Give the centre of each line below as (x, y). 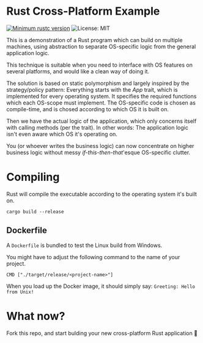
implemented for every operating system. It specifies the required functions (102, 96)
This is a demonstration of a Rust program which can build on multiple (94, 40)
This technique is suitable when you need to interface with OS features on (99, 65)
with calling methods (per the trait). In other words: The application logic (97, 127)
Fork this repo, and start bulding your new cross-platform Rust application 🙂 (102, 333)
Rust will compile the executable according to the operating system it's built (102, 194)
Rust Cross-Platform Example (83, 11)
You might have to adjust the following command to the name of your (93, 257)
